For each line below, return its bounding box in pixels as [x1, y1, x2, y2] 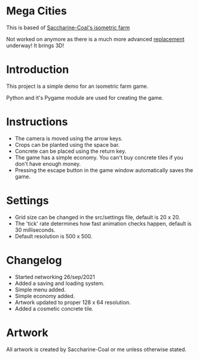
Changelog [6, 253, 62, 267]
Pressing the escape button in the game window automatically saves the [14, 166, 194, 174]
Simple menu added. [14, 286, 66, 293]
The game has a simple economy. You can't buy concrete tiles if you [14, 154, 183, 161]
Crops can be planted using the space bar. [14, 141, 120, 148]
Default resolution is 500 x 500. [14, 232, 93, 240]
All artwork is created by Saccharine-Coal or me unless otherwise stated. [6, 345, 186, 353]
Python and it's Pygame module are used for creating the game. [6, 94, 164, 101]
